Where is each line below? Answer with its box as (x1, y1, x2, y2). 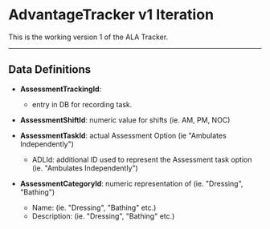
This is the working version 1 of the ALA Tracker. (8, 32, 169, 42)
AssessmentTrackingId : (19, 84, 102, 94)
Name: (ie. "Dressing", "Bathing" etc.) (31, 203, 157, 212)
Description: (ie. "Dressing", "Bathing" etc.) (31, 211, 175, 221)
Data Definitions (8, 62, 92, 77)
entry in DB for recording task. (31, 99, 133, 109)
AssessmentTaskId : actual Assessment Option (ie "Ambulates (19, 131, 227, 140)
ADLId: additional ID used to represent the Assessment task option (31, 155, 252, 164)
